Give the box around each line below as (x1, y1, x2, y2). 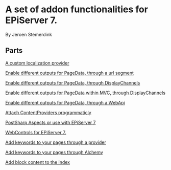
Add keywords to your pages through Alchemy (5, 149, 104, 155)
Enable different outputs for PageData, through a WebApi (5, 99, 125, 105)
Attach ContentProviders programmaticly (5, 109, 92, 116)
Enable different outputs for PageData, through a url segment (5, 70, 134, 76)
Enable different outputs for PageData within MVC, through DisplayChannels (5, 90, 166, 96)
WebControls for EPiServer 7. (5, 129, 66, 135)
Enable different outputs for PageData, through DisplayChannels (5, 79, 140, 86)
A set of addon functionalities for (5, 4, 148, 15)
